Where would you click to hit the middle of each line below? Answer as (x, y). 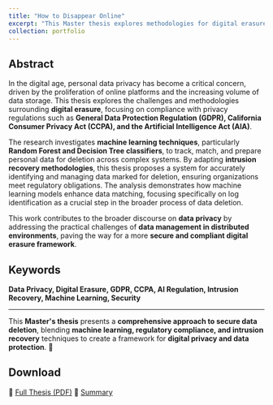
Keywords (35, 270)
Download (35, 373)
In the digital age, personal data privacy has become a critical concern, (127, 84)
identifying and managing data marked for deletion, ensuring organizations (133, 177)
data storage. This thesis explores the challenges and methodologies (124, 101)
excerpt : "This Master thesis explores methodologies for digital (123, 24)
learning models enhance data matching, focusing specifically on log (124, 194)
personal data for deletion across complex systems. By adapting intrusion (132, 160)
